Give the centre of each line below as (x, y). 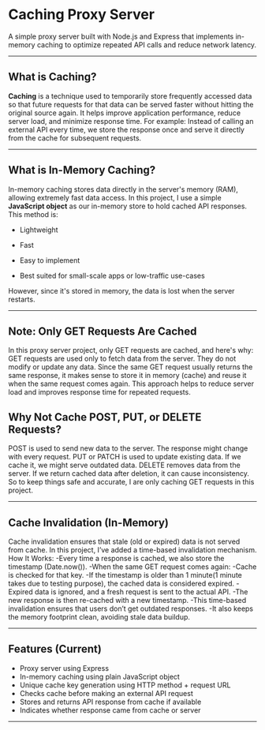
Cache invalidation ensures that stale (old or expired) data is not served (124, 541)
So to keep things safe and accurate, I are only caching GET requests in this (131, 482)
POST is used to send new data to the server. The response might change (128, 448)
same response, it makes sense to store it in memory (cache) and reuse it (127, 376)
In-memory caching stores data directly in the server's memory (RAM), (123, 189)
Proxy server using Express (64, 668)
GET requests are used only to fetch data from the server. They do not (122, 359)
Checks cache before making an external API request (106, 693)
